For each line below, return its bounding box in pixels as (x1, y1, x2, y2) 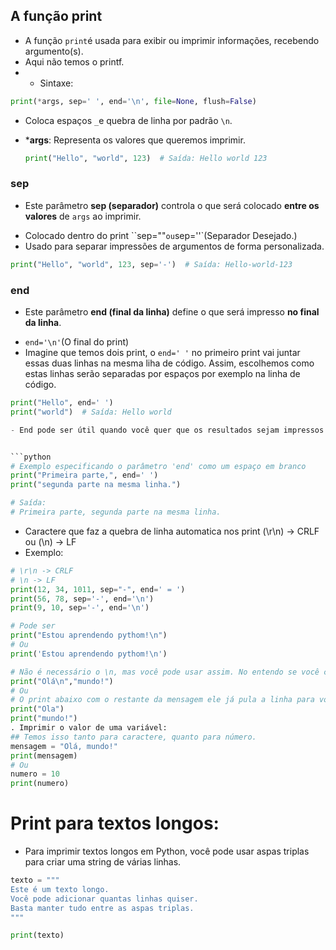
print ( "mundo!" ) (10, 714, 78, 724)
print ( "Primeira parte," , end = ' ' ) (10, 470, 159, 481)
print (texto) (10, 930, 65, 941)
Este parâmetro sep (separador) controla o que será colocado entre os (24, 199, 320, 211)
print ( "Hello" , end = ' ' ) (10, 398, 114, 408)
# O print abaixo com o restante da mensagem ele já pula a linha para (10, 695, 315, 705)
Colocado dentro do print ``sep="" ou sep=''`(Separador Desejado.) (24, 229, 298, 241)
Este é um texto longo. (10, 884, 110, 894)
